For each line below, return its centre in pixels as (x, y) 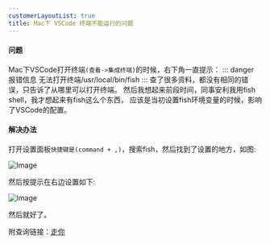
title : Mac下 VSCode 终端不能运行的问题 (71, 23)
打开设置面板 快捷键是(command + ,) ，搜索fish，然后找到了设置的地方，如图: (132, 149)
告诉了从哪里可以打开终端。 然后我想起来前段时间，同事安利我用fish (143, 89)
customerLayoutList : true (52, 16)
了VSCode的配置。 (39, 110)
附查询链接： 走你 (37, 231)
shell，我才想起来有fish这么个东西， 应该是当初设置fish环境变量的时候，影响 (135, 99)
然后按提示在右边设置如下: (52, 181)
